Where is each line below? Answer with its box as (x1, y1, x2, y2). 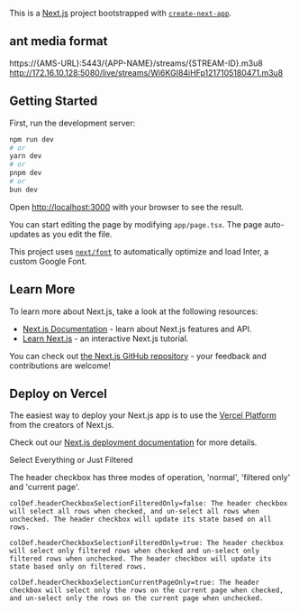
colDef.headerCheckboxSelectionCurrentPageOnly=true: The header (9, 578, 259, 588)
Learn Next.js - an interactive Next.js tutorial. (22, 333, 189, 344)
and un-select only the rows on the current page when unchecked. (9, 594, 264, 603)
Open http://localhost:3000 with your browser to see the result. (9, 201, 245, 212)
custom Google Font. (9, 255, 87, 266)
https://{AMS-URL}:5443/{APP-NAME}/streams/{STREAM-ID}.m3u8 (9, 58, 263, 69)
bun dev (9, 185, 39, 194)
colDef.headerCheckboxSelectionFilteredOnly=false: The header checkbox (9, 499, 288, 508)
